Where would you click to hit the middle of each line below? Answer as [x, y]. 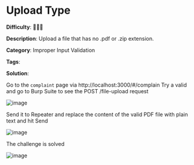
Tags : [13, 62]
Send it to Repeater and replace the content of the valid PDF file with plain [97, 114]
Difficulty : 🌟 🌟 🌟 [25, 27]
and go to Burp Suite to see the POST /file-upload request [77, 91]
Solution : [18, 73]
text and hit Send [27, 121]
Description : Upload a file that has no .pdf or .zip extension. [80, 38]
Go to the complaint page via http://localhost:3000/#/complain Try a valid [96, 85]
